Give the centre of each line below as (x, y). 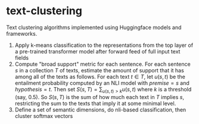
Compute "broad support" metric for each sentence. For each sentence (102, 64)
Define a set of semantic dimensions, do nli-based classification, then (100, 109)
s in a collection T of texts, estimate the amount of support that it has (99, 70)
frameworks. (22, 33)
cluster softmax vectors (44, 116)
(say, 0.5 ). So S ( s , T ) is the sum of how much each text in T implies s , (99, 97)
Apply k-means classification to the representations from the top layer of (104, 45)
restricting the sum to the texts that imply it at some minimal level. (95, 103)
